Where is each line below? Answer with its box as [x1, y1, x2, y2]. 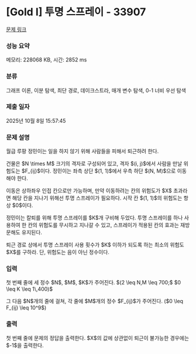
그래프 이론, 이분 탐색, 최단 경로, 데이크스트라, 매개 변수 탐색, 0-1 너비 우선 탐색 [6, 87, 186, 94]
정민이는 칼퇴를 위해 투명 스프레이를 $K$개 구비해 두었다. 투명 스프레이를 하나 [6, 214, 183, 221]
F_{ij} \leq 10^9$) [6, 304, 47, 311]
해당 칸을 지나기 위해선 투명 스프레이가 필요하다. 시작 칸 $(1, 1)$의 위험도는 [12, 194, 183, 202]
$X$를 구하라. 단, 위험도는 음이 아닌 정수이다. [6, 249, 110, 256]
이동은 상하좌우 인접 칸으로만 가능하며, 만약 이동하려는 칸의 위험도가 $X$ [6, 187, 173, 194]
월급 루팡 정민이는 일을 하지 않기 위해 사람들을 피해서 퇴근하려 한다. [6, 147, 159, 155]
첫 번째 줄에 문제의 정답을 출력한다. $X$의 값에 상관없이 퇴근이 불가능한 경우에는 [6, 334, 189, 341]
